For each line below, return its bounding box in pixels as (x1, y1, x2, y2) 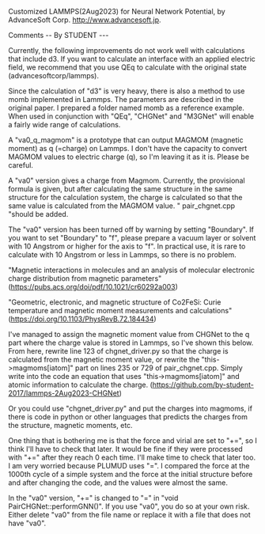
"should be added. (8, 210, 69, 218)
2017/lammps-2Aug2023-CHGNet (8, 388, 120, 398)
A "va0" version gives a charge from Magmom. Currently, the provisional (8, 176, 245, 185)
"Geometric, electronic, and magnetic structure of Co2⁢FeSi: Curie (8, 297, 221, 307)
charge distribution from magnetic (8, 274, 119, 283)
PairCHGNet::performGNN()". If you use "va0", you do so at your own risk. (8, 502, 250, 511)
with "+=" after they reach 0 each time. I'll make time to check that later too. (8, 453, 256, 462)
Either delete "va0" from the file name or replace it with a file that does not (8, 510, 251, 519)
